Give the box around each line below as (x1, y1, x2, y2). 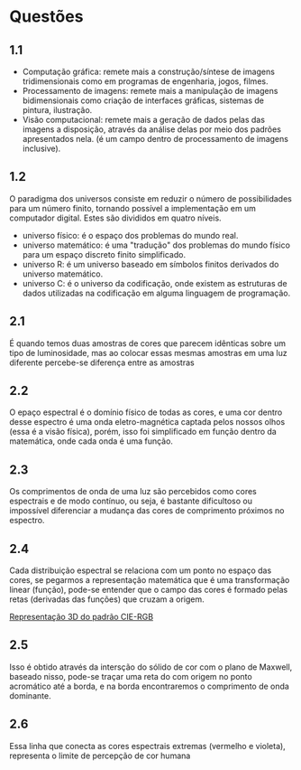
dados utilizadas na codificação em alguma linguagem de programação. (22, 287, 291, 298)
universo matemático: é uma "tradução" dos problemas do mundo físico (22, 239, 291, 250)
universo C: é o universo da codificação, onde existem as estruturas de (22, 277, 287, 288)
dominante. (9, 690, 51, 701)
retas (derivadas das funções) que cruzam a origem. (9, 594, 205, 605)
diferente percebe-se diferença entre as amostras (9, 357, 196, 368)
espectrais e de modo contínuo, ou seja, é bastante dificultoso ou (9, 495, 253, 507)
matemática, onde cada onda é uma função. (9, 436, 174, 446)
